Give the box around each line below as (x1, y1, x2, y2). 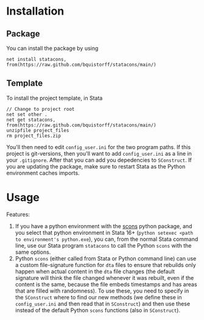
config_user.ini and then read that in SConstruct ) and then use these (15, 300, 191, 307)
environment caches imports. (6, 169, 80, 176)
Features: (6, 210, 30, 218)
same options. (15, 248, 51, 256)
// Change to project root (6, 106, 75, 112)
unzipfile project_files (6, 127, 69, 133)
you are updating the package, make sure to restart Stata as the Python (6, 162, 186, 170)
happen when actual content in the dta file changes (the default (15, 268, 175, 275)
